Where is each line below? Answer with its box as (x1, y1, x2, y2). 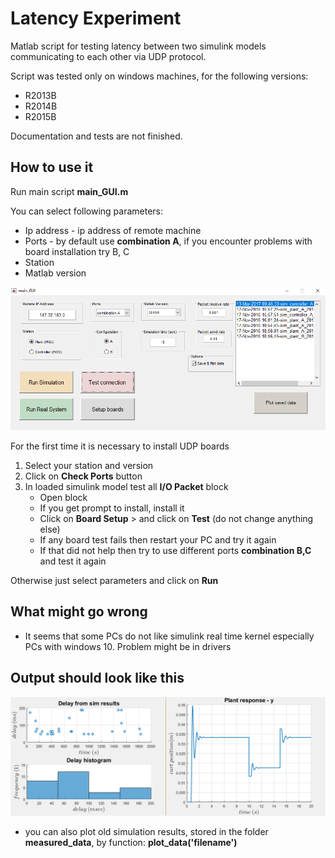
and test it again (39, 555, 107, 567)
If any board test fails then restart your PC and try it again (39, 534, 277, 546)
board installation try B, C (24, 245, 130, 257)
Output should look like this (10, 670, 185, 687)
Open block (39, 492, 88, 504)
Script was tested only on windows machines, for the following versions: (10, 70, 309, 82)
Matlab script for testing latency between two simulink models (10, 40, 267, 52)
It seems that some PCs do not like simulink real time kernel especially (24, 630, 315, 642)
